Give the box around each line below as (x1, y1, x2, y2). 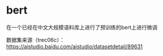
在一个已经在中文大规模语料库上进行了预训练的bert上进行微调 (6, 24, 158, 31)
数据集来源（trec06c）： (6, 36, 65, 43)
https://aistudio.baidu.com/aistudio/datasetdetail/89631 (6, 42, 143, 50)
